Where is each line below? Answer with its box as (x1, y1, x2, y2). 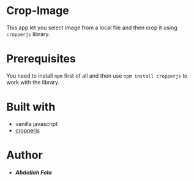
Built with (6, 100, 56, 114)
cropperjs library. (6, 30, 50, 37)
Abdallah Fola (15, 169, 52, 176)
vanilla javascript (15, 120, 58, 127)
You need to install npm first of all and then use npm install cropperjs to (6, 72, 188, 79)
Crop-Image (6, 4, 69, 18)
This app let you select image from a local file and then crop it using (6, 24, 177, 31)
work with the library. (6, 78, 60, 86)
